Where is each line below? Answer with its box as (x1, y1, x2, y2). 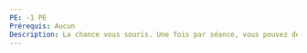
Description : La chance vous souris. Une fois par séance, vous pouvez (9, 30, 288, 39)
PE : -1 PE (9, 13, 48, 22)
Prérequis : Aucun (9, 22, 76, 31)
